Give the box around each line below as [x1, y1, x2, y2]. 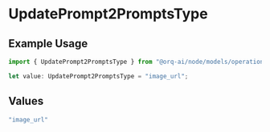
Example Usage [8, 37, 88, 50]
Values [8, 94, 44, 108]
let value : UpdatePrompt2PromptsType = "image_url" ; [8, 72, 189, 80]
